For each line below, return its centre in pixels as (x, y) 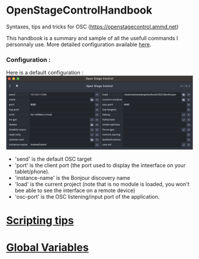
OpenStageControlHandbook (79, 10)
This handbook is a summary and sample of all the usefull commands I (92, 38)
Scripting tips (40, 220)
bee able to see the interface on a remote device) (75, 190)
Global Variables (47, 247)
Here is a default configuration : (45, 73)
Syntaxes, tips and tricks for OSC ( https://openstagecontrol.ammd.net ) (92, 27)
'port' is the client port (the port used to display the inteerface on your (100, 165)
